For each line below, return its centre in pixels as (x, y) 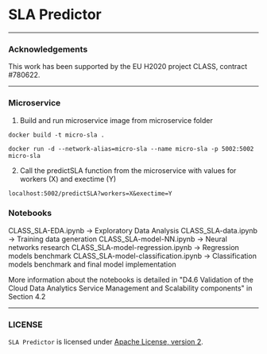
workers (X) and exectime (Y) (68, 179)
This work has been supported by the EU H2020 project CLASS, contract (128, 67)
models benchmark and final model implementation (92, 264)
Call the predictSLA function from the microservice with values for (128, 170)
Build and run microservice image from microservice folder (116, 120)
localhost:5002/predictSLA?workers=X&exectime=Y (90, 193)
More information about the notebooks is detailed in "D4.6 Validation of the (131, 279)
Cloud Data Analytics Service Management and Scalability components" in (130, 288)
